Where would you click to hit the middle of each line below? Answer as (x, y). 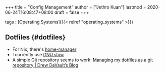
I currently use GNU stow (38, 54)
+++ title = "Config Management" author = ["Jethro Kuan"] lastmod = (76, 7)
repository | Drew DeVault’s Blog (45, 65)
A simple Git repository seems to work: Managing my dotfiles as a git (82, 60)
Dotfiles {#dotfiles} (35, 37)
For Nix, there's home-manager (44, 49)
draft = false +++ (72, 12)
